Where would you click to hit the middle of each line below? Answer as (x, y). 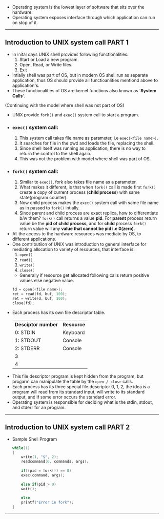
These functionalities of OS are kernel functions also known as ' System (84, 90)
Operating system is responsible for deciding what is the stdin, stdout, (82, 402)
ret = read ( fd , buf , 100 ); (40, 294)
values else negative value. (47, 281)
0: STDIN (25, 332)
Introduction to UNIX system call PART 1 (67, 43)
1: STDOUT (28, 340)
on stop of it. (25, 22)
